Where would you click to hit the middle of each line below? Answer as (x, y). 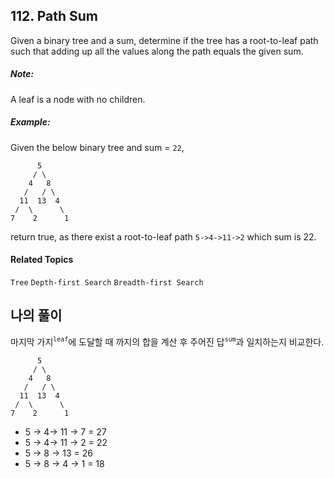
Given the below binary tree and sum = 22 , (97, 147)
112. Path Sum (54, 16)
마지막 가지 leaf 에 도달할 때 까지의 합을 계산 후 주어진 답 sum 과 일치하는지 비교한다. (167, 341)
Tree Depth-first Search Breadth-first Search (107, 282)
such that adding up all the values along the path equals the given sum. (157, 51)
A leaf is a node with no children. (78, 99)
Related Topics (42, 260)
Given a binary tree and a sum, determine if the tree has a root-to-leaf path (164, 40)
